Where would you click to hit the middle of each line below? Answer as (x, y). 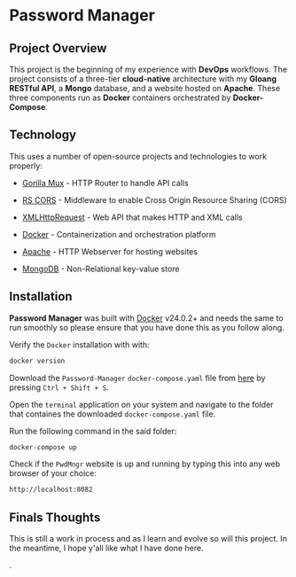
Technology (43, 135)
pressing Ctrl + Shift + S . (59, 387)
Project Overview (58, 48)
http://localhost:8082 (51, 490)
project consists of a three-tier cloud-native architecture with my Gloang (143, 79)
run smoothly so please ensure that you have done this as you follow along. (147, 327)
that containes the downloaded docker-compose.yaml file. (113, 414)
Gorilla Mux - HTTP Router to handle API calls (105, 183)
